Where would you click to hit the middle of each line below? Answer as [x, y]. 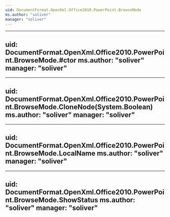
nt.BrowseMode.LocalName [50, 154]
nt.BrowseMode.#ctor [41, 60]
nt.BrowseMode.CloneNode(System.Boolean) [79, 107]
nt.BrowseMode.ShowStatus [52, 200]
